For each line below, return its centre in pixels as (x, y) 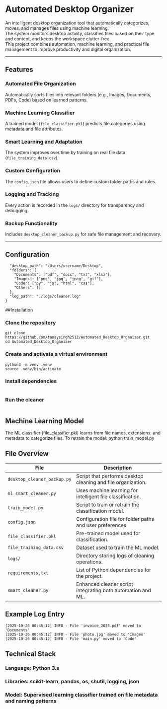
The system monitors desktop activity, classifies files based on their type (80, 33)
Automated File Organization (41, 84)
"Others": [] (28, 287)
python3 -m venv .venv (29, 364)
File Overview (27, 454)
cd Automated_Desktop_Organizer (39, 342)
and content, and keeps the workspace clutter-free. (58, 39)
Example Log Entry (35, 614)
